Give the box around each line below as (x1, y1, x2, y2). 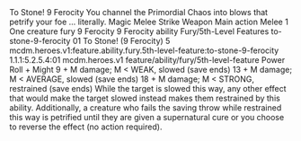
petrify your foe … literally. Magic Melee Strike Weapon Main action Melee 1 (9, 16, 289, 27)
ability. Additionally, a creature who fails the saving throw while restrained (9, 102, 282, 113)
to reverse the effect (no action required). (9, 121, 163, 132)
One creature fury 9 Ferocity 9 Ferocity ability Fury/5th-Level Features (9, 26, 270, 37)
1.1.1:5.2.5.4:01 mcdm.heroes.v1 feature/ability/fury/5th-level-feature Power (9, 55, 286, 65)
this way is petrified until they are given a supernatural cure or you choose (9, 112, 285, 122)
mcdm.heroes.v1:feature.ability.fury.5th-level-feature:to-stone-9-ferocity (9, 45, 279, 56)
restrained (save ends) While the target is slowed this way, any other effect (9, 84, 287, 93)
